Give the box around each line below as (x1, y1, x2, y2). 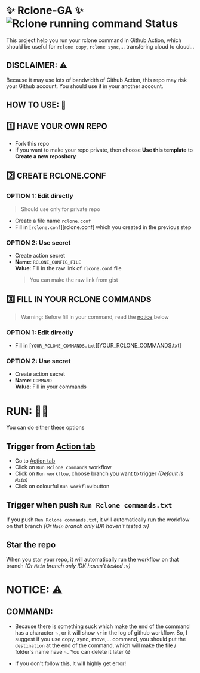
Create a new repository (14, 152, 76, 159)
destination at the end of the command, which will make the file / (14, 642, 177, 649)
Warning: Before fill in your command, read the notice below (20, 313, 169, 321)
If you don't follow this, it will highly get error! (14, 660, 127, 667)
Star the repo (6, 540, 56, 550)
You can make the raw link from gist (29, 276, 118, 283)
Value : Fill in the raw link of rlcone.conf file (14, 264, 122, 271)
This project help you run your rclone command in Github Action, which (6, 37, 182, 44)
